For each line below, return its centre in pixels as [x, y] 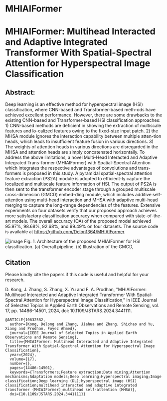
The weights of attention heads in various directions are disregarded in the [82, 147]
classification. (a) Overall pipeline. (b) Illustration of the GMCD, [69, 247]
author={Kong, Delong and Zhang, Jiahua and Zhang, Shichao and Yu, [82, 324]
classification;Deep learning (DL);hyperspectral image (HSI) [71, 381]
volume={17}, [23, 359]
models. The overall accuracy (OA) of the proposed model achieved [81, 221]
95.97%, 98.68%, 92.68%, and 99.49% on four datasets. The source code [82, 226]
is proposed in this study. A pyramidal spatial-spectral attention [87, 173]
